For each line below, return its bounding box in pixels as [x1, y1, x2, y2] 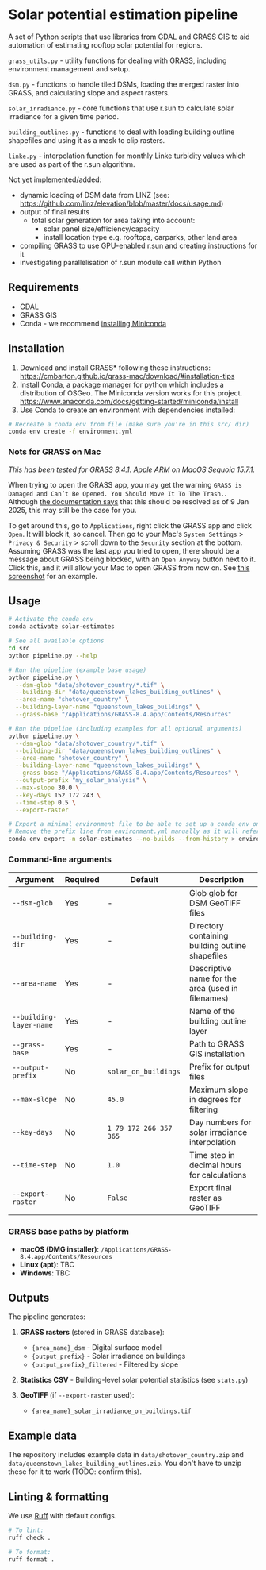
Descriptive [188, 963, 232, 974]
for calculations [188, 1170, 247, 1181]
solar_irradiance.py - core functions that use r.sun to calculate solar [8, 103, 234, 113]
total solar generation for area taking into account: [31, 215, 196, 225]
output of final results [19, 206, 90, 216]
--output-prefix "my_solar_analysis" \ [15, 777, 147, 785]
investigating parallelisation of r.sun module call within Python [19, 257, 222, 267]
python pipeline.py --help [8, 651, 97, 660]
